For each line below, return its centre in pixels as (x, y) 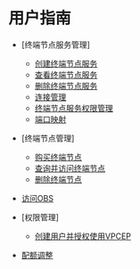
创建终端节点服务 (66, 63)
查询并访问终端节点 (70, 168)
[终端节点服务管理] (56, 45)
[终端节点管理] (48, 138)
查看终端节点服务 (66, 74)
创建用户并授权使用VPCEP (82, 236)
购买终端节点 (58, 157)
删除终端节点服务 (66, 86)
